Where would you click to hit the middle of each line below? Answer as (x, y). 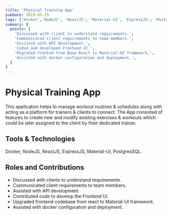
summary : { (17, 24)
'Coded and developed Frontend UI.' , (55, 48)
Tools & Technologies (40, 139)
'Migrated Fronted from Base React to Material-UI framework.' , (84, 53)
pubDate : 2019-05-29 (27, 15)
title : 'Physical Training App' (40, 10)
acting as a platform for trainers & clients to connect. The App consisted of (84, 112)
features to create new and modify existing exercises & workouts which (81, 118)
